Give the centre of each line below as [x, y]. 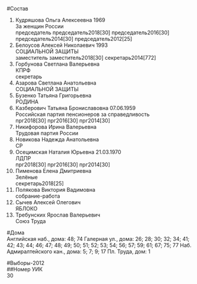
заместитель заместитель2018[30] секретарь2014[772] [85, 58]
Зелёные [26, 177]
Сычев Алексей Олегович [48, 202]
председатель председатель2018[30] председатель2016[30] [92, 33]
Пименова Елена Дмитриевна [53, 171]
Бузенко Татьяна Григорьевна [53, 95]
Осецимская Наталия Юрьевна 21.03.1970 [68, 152]
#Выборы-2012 [26, 263]
